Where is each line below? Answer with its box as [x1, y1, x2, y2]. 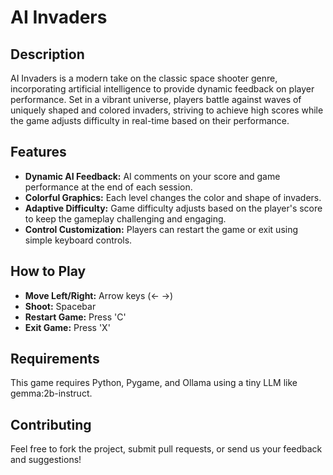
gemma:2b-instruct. [10, 387, 93, 400]
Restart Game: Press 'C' [24, 311, 127, 323]
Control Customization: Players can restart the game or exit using [24, 223, 299, 235]
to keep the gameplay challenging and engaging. [24, 212, 227, 225]
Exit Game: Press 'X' [24, 321, 111, 333]
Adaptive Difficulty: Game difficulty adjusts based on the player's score [24, 202, 323, 214]
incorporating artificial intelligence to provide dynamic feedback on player [10, 83, 315, 95]
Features [10, 144, 67, 161]
